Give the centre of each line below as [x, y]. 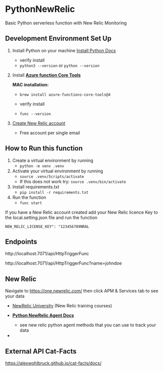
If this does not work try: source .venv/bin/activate [73, 181]
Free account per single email [50, 133]
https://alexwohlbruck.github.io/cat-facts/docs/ [53, 363]
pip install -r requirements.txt [54, 192]
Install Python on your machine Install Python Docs [64, 50]
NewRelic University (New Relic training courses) [62, 306]
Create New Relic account [39, 123]
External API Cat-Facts [41, 351]
